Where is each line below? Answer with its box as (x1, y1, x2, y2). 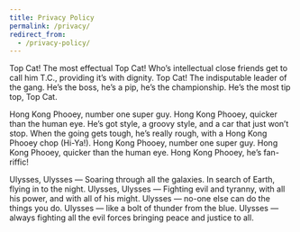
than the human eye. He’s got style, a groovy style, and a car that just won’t (9, 119, 289, 129)
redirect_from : (9, 30, 67, 39)
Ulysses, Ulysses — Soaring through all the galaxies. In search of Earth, (9, 174, 276, 185)
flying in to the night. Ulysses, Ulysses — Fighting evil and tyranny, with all (9, 183, 286, 194)
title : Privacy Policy (9, 13, 95, 22)
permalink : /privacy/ (9, 22, 91, 31)
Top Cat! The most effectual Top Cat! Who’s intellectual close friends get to (9, 63, 288, 74)
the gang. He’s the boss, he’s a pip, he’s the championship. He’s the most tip (9, 82, 291, 93)
